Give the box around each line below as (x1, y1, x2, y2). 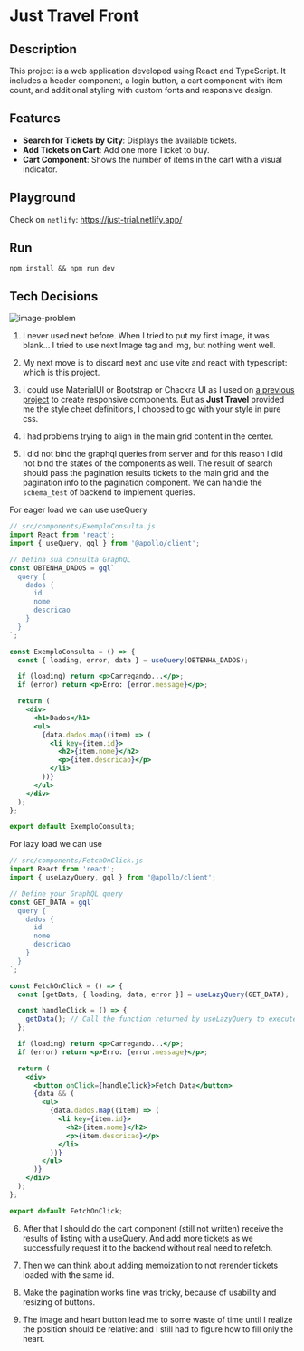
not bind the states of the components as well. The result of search (22, 458, 273, 469)
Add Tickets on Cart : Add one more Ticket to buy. (22, 144, 210, 155)
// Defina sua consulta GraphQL (9, 555, 131, 564)
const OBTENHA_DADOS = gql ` (9, 563, 116, 573)
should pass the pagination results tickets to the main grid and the (22, 468, 270, 479)
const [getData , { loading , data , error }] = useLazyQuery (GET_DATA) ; (17, 990, 290, 999)
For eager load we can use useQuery (9, 504, 147, 516)
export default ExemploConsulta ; (9, 823, 136, 832)
